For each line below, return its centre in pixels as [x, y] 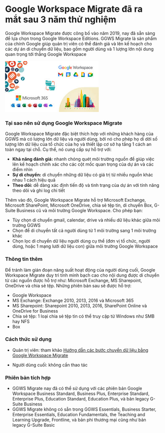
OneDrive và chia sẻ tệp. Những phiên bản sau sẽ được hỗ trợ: [68, 286]
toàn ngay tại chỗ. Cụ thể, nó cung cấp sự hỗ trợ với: [58, 149]
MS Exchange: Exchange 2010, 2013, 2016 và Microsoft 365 [73, 300]
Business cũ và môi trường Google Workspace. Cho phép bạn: [80, 211]
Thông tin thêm [24, 259]
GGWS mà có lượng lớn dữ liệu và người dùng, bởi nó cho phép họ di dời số [81, 139]
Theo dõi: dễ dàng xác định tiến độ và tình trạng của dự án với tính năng [86, 185]
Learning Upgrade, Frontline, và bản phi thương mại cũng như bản [79, 420]
